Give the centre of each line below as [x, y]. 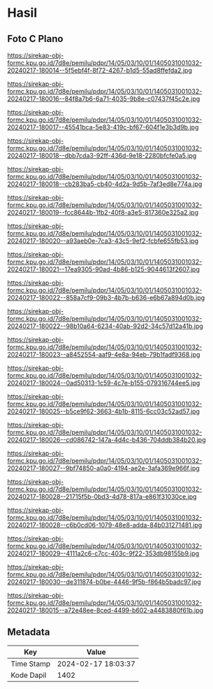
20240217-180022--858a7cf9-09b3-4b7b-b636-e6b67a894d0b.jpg [106, 298]
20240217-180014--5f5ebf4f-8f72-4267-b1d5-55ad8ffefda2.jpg [100, 70]
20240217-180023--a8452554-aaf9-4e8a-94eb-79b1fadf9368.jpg [104, 354]
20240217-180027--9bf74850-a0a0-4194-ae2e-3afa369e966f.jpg [104, 468]
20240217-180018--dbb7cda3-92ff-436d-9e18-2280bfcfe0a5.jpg [102, 156]
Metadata [29, 632]
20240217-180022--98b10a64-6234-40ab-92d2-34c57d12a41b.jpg [105, 326]
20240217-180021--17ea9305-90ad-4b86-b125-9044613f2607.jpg [104, 269]
